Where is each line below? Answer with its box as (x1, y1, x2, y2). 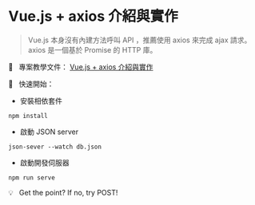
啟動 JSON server (19, 127, 78, 136)
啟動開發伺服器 (19, 157, 70, 168)
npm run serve (8, 173, 56, 182)
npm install (8, 112, 48, 120)
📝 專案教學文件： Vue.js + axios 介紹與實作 (8, 61, 153, 72)
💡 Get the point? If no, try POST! (8, 187, 118, 197)
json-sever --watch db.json (8, 143, 102, 151)
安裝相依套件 (19, 96, 62, 105)
